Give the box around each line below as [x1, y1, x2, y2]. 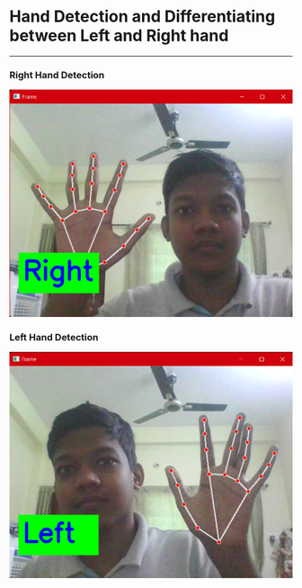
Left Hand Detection [9, 330, 99, 343]
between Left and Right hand [9, 25, 229, 46]
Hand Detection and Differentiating [9, 6, 276, 27]
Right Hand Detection [9, 68, 105, 81]
